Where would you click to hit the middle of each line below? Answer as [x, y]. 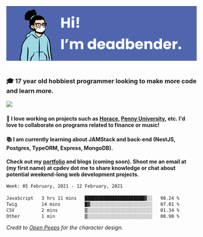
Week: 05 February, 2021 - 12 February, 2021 [64, 186]
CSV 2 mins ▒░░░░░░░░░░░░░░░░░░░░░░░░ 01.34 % [93, 210]
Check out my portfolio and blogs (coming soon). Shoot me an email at [96, 161]
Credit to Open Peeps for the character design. [65, 227]
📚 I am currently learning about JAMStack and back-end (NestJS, [91, 139]
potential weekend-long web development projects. [73, 174]
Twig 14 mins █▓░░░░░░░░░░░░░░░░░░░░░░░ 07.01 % [93, 204]
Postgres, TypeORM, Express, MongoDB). [60, 148]
